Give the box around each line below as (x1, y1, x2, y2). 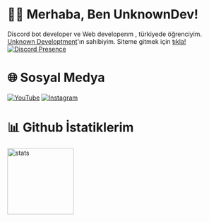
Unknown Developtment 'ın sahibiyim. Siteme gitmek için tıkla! (7, 37, 186, 45)
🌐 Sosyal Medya (7, 70, 105, 86)
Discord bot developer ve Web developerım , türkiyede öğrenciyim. (7, 30, 203, 38)
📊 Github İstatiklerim (7, 119, 134, 136)
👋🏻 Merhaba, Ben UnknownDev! (7, 6, 199, 23)
